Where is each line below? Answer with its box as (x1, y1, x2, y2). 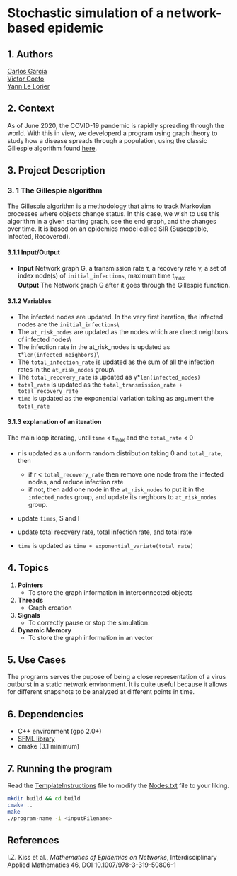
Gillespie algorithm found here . (7, 144, 98, 152)
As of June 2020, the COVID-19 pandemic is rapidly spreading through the (7, 121, 225, 130)
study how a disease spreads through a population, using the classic (7, 136, 207, 144)
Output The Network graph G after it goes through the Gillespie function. (17, 280, 231, 289)
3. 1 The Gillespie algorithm (7, 186, 103, 195)
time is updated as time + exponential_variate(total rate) (17, 541, 194, 550)
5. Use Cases (7, 654, 67, 666)
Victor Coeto (7, 74, 45, 83)
